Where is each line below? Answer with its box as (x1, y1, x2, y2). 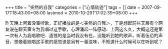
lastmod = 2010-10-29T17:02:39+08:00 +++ (46, 10, 138, 16)
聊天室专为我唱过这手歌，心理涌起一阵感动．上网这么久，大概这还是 (18, 26, 158, 32)
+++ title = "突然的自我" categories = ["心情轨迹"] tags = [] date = (5, 4, 141, 10)
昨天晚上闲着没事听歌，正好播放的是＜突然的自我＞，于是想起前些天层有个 (5, 20, 158, 26)
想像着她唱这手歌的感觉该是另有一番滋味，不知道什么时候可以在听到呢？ (13, 39, 163, 45)
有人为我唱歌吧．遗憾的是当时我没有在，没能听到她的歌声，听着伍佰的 (13, 33, 158, 38)
